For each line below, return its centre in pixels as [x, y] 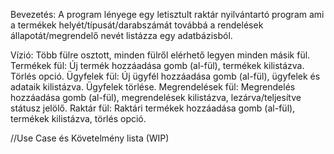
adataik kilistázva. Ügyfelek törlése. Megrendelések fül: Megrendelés [153, 87]
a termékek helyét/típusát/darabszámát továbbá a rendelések [137, 25]
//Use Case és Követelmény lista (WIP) [90, 138]
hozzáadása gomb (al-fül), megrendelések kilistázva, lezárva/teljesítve [156, 97]
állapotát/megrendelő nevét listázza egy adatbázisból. [121, 35]
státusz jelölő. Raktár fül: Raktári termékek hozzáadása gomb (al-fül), [153, 108]
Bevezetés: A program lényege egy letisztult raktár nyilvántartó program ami [167, 14]
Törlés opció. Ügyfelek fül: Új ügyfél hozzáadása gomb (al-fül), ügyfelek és [165, 76]
